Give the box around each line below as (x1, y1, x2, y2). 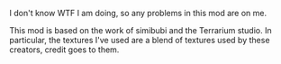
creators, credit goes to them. (9, 44, 120, 55)
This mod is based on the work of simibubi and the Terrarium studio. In (9, 25, 272, 35)
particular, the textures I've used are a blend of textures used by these (9, 35, 270, 45)
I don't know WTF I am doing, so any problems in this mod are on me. (9, 8, 267, 18)
